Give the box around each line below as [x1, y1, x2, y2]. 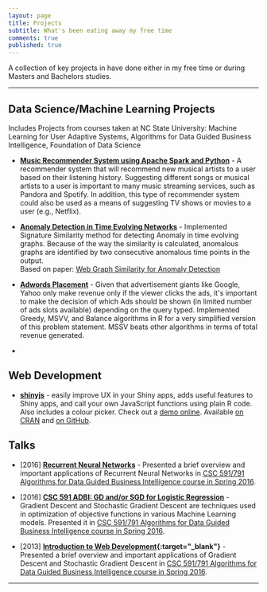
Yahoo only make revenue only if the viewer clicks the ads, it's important [19, 288, 257, 297]
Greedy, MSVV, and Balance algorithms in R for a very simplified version [19, 313, 256, 323]
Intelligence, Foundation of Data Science [8, 140, 141, 150]
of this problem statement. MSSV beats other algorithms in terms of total [19, 322, 258, 331]
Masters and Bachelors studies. [8, 72, 112, 81]
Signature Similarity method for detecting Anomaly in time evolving [19, 230, 239, 240]
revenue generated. [19, 330, 85, 339]
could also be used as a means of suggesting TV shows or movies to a [19, 198, 252, 207]
